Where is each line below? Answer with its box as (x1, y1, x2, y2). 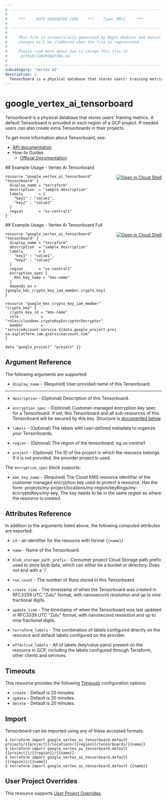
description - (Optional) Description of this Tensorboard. (12, 395, 130, 401)
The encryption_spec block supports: (5, 464, 81, 470)
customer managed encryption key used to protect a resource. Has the (12, 479, 158, 485)
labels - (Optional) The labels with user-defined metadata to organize (12, 425, 156, 431)
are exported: (5, 528, 33, 534)
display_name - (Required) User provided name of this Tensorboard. (12, 381, 151, 387)
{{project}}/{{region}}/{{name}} (5, 750, 75, 755)
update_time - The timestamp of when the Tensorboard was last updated (12, 607, 162, 613)
